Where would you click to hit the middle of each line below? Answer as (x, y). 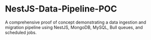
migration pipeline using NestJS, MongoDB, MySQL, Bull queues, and (74, 27)
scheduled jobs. (21, 32)
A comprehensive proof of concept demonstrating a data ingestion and (75, 22)
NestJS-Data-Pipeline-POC (61, 9)
